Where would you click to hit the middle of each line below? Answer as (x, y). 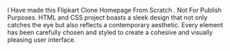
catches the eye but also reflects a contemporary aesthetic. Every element (115, 25)
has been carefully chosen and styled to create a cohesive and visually (110, 32)
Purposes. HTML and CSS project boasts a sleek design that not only (107, 17)
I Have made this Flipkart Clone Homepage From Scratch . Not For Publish (115, 10)
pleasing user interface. (41, 40)
